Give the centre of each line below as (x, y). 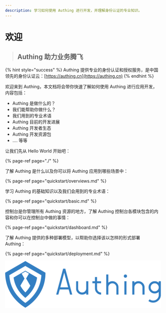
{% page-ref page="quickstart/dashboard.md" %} (56, 227)
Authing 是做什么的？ (34, 103)
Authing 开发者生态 (32, 128)
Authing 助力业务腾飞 (50, 57)
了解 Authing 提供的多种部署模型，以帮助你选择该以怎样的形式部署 (73, 237)
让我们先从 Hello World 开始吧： (38, 151)
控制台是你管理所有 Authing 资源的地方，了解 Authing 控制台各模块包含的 (80, 211)
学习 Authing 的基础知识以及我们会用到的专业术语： (58, 191)
